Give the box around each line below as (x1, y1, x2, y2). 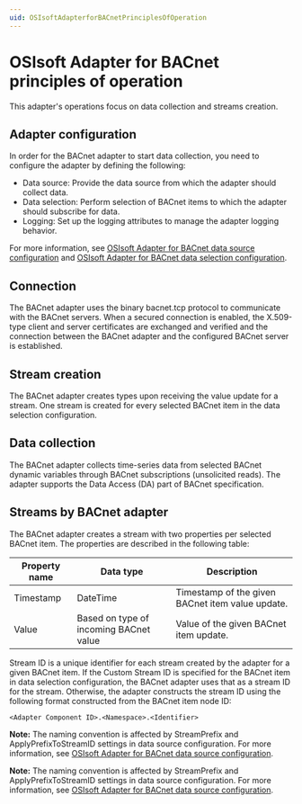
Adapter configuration (9, 127, 138, 142)
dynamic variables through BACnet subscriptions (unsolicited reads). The (9, 469, 281, 479)
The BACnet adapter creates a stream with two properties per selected (9, 528, 271, 540)
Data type (100, 565, 144, 577)
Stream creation (9, 366, 102, 382)
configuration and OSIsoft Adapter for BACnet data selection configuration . (9, 253, 288, 264)
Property (21, 559, 61, 572)
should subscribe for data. (22, 206, 120, 217)
